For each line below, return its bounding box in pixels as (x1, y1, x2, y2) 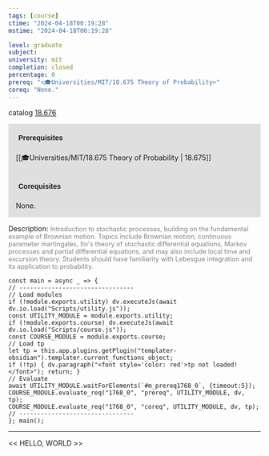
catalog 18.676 (8, 107, 57, 117)
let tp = (8, 346, 38, 354)
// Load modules (8, 290, 62, 298)
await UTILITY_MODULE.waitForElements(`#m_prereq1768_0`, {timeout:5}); (8, 382, 256, 390)
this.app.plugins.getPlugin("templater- (40, 346, 178, 354)
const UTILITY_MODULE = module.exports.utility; (8, 311, 174, 320)
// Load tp (8, 339, 45, 348)
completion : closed (8, 63, 74, 72)
